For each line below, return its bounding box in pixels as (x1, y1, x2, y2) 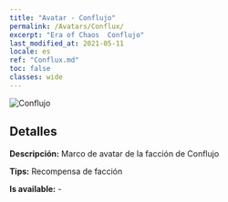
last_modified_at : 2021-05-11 (9, 38, 125, 48)
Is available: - (9, 183, 62, 194)
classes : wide (9, 73, 64, 82)
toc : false (9, 65, 51, 74)
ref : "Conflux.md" (9, 56, 79, 65)
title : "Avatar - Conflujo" (9, 13, 117, 23)
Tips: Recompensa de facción (9, 166, 123, 177)
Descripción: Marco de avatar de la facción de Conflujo (9, 147, 220, 159)
